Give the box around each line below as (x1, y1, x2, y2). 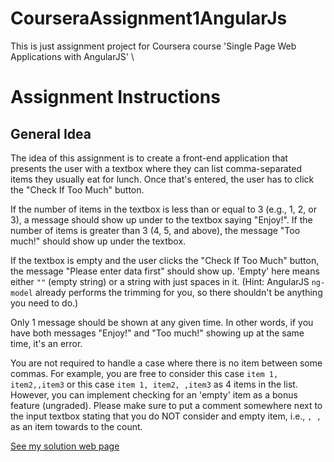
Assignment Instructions (10, 86, 221, 109)
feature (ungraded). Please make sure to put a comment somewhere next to (10, 399, 323, 411)
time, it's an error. (10, 337, 83, 349)
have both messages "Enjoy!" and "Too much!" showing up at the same (10, 327, 305, 339)
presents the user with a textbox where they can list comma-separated (10, 162, 302, 174)
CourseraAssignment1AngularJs (10, 7, 288, 30)
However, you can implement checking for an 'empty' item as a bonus (10, 388, 298, 401)
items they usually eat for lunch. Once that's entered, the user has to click (10, 173, 315, 185)
